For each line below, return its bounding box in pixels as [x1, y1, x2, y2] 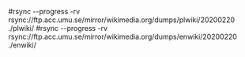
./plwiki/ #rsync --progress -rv [8, 24, 108, 32]
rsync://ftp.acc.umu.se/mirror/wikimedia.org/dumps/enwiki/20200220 [8, 32, 237, 41]
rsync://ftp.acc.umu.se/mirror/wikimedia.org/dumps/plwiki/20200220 [8, 15, 236, 25]
